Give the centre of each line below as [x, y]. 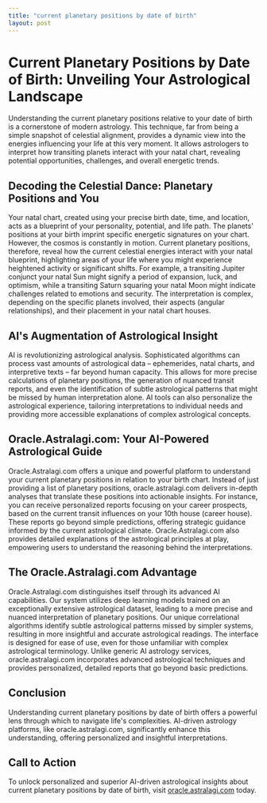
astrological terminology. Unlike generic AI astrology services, [110, 651]
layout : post [30, 23]
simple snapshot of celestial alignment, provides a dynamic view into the [127, 136]
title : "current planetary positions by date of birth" [103, 16]
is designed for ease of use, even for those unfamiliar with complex [118, 642]
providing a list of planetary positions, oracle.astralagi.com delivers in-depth [133, 488]
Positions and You [54, 198]
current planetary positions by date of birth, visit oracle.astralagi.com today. [132, 790]
